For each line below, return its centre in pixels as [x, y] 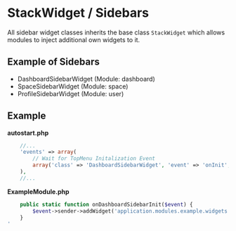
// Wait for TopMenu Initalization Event [94, 159]
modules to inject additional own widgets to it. [74, 39]
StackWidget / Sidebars [78, 13]
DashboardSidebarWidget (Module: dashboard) [86, 79]
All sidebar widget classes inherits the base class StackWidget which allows [116, 32]
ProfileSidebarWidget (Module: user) [71, 93]
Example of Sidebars [54, 62]
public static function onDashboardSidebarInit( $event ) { [106, 204]
